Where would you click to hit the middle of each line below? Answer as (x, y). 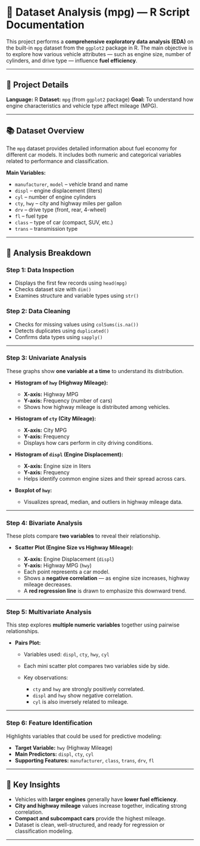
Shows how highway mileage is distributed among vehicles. (97, 407)
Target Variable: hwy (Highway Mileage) (64, 747)
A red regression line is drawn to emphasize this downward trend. (105, 591)
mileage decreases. (48, 585)
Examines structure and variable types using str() (77, 296)
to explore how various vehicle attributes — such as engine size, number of (99, 54)
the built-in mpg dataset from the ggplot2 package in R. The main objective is (99, 48)
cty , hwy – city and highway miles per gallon (68, 203)
